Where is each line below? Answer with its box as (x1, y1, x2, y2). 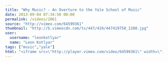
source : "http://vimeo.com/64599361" (5, 21, 84, 26)
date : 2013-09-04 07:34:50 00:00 (5, 12, 75, 17)
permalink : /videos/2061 (5, 16, 57, 21)
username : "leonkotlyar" (9, 35, 61, 40)
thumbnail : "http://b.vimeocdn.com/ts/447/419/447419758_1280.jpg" (5, 26, 149, 31)
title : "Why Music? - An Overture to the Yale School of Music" (5, 7, 142, 12)
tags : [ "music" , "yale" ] (5, 44, 55, 49)
